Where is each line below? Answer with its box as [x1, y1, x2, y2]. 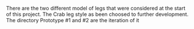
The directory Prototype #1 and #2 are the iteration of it [6, 17, 139, 23]
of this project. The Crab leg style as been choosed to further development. [6, 11, 189, 18]
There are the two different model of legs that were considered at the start [6, 5, 186, 11]
